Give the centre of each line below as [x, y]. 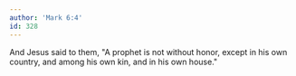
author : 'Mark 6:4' [46, 18]
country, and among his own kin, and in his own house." [114, 62]
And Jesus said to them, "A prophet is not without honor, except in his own [148, 52]
